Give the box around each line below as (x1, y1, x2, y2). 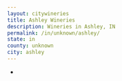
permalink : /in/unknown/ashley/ (7, 29, 100, 37)
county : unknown (7, 42, 54, 49)
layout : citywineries (7, 10, 70, 17)
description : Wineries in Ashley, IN (7, 23, 116, 30)
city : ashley (7, 49, 45, 56)
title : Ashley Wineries (7, 17, 76, 24)
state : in (7, 36, 36, 43)
